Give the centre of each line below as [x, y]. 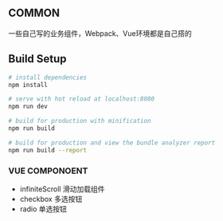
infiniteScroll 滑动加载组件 [62, 189]
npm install [28, 85]
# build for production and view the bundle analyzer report [112, 143]
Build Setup [37, 59]
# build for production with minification [80, 121]
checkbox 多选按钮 [51, 199]
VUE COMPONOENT [48, 171]
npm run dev [28, 107]
